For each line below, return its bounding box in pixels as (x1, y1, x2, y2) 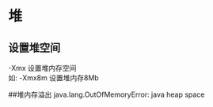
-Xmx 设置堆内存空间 (8, 64, 77, 72)
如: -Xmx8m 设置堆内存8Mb (8, 73, 99, 83)
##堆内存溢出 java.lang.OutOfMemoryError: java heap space (8, 90, 205, 99)
